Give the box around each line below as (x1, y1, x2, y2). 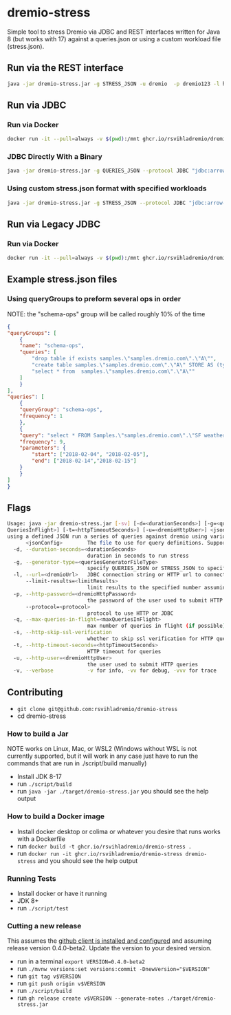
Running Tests (7, 873, 56, 883)
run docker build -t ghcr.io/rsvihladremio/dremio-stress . (16, 842, 192, 850)
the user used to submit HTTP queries (87, 661, 198, 668)
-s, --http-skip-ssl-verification (13, 629, 112, 636)
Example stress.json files (7, 274, 118, 285)
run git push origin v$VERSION (16, 979, 106, 987)
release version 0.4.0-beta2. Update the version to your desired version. (7, 944, 212, 952)
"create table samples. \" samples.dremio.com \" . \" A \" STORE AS (32, 362, 214, 369)
